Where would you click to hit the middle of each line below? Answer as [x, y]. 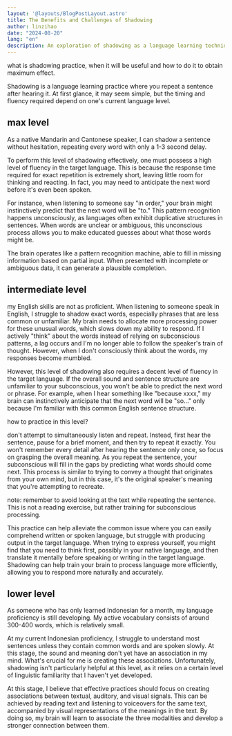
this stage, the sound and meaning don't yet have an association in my [107, 653]
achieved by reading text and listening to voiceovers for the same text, [107, 703]
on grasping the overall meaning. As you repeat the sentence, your [102, 457]
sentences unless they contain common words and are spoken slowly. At [111, 646]
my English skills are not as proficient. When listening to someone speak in [113, 306]
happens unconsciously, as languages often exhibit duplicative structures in [115, 217]
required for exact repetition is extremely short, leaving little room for [105, 174]
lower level [31, 594]
